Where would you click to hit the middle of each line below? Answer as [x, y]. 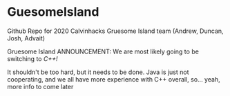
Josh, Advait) [26, 38]
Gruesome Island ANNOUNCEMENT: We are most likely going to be [103, 51]
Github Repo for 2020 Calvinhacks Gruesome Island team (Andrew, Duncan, [115, 31]
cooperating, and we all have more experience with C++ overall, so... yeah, [114, 79]
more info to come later [40, 86]
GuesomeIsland [53, 12]
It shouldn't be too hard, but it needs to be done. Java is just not [98, 72]
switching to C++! [32, 58]
